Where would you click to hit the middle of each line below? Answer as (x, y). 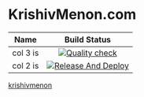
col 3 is (26, 53)
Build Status (88, 39)
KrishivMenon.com (72, 15)
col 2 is (26, 65)
